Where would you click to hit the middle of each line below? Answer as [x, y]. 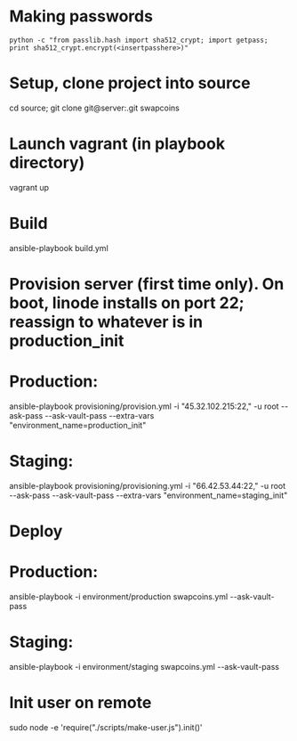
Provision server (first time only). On [147, 284]
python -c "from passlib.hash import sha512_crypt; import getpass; [139, 40]
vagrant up [29, 187]
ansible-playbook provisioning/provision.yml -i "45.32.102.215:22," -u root [144, 406]
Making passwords [81, 16]
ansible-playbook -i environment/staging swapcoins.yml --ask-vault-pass [144, 666]
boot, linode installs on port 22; [127, 302]
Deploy [36, 531]
